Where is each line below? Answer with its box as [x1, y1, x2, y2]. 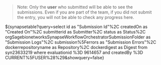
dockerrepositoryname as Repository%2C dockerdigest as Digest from [5, 45, 148, 50]
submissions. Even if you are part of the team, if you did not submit [17, 9, 152, 15]
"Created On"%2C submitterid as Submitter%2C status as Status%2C [5, 29, 146, 34]
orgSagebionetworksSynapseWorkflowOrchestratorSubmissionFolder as [5, 34, 151, 40]
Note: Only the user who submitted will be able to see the [17, 4, 133, 10]
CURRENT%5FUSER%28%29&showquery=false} [5, 55, 104, 60]
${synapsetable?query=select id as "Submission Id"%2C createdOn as [5, 24, 148, 30]
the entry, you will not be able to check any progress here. [17, 15, 134, 20]
